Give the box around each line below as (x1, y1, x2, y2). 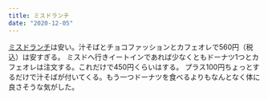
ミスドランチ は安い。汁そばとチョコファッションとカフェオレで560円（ (8, 42, 246, 52)
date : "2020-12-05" (8, 19, 74, 27)
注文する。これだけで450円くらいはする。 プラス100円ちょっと (43, 61, 253, 72)
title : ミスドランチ (8, 11, 70, 20)
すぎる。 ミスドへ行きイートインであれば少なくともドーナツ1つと (35, 52, 253, 61)
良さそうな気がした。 (8, 81, 79, 92)
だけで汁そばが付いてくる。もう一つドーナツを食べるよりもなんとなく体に (14, 72, 261, 81)
